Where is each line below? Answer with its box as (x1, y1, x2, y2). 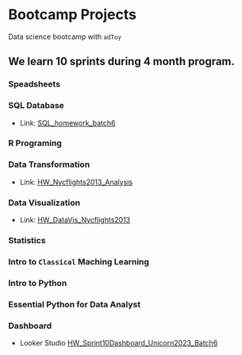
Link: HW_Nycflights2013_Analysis (19, 177, 133, 187)
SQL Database (8, 100, 65, 111)
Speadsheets (8, 79, 61, 90)
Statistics (8, 234, 46, 245)
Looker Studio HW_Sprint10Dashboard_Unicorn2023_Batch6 (19, 338, 218, 348)
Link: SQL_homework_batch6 (19, 118, 116, 128)
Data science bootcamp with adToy (8, 32, 121, 41)
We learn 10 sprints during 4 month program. (8, 55, 236, 68)
